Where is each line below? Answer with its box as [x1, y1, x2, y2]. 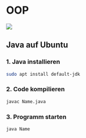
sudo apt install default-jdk [6, 71, 81, 77]
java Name [6, 126, 31, 132]
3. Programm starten [6, 113, 67, 121]
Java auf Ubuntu [6, 40, 68, 50]
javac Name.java [6, 98, 46, 104]
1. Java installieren [6, 57, 61, 66]
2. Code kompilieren [6, 85, 65, 94]
